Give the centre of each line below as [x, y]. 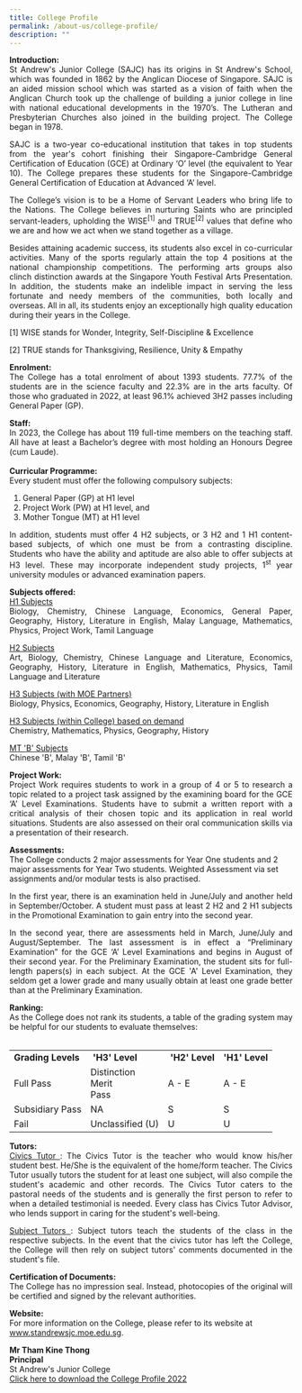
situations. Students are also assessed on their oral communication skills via [151, 823]
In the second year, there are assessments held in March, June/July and [151, 933]
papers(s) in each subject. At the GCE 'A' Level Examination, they [164, 970]
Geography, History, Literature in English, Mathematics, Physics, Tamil [151, 667]
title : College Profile [54, 18]
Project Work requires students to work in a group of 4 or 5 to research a [151, 784]
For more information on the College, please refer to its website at [131, 1323]
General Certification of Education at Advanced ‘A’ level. [113, 183]
